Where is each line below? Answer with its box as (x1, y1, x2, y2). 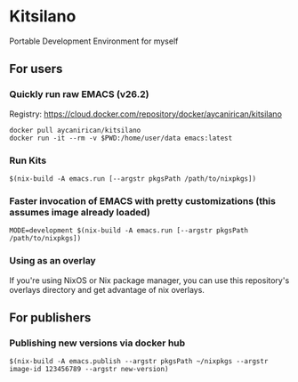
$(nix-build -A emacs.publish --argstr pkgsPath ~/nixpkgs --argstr (9, 357, 269, 366)
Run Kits (9, 154, 47, 167)
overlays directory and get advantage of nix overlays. (9, 284, 205, 295)
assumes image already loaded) (9, 206, 151, 218)
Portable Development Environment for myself (9, 36, 179, 46)
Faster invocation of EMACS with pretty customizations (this (9, 194, 276, 207)
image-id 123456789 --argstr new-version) (9, 365, 169, 374)
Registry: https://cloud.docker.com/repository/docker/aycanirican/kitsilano (9, 109, 283, 119)
